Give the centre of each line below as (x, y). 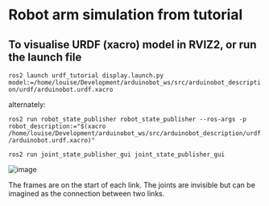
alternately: (27, 105)
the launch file (45, 57)
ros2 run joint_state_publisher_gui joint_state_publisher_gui (117, 154)
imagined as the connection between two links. (87, 194)
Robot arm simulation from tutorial (126, 15)
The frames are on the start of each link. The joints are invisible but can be (132, 185)
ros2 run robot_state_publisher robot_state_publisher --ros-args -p (128, 119)
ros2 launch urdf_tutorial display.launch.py (86, 76)
